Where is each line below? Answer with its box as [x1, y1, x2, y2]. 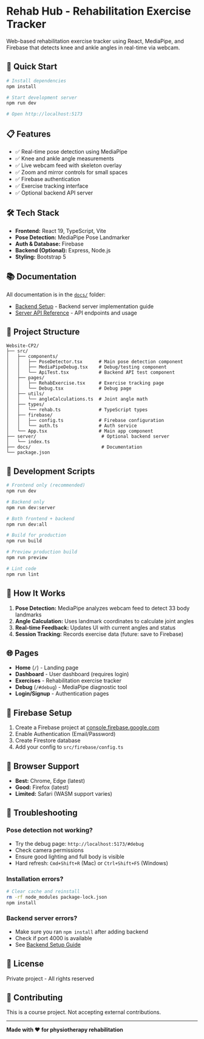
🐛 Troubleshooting [6, 808, 78, 818]
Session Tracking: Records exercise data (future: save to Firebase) [15, 630, 184, 638]
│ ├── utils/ [6, 391, 45, 397]
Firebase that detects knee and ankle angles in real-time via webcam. [6, 44, 180, 51]
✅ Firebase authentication [15, 175, 81, 182]
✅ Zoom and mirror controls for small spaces [15, 168, 128, 176]
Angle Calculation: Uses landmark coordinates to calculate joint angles [15, 617, 194, 624]
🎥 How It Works [6, 588, 66, 599]
